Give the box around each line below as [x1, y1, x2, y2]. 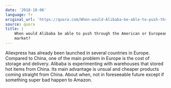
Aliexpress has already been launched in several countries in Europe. [5, 49, 150, 56]
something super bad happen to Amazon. [5, 77, 93, 83]
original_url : [5, 17, 36, 22]
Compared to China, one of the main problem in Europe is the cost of [5, 55, 150, 61]
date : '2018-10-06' [5, 7, 47, 13]
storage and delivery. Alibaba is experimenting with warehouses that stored [5, 61, 164, 67]
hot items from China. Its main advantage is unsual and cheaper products [5, 66, 159, 72]
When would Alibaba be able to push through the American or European [14, 31, 167, 36]
